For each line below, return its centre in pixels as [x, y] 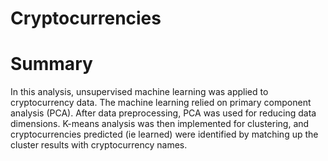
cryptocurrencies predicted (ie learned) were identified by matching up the [164, 134]
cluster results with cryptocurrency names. [99, 145]
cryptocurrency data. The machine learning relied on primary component [161, 103]
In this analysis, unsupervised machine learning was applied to [139, 92]
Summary [51, 64]
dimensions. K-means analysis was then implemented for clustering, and [160, 124]
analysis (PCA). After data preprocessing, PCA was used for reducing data [163, 113]
